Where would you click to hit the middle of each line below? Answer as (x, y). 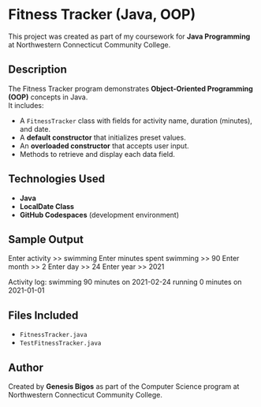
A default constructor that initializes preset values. (103, 137)
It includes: (26, 105)
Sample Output (46, 239)
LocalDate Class (47, 206)
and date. (35, 129)
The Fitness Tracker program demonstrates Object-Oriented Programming (131, 88)
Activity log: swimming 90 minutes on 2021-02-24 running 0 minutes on (125, 282)
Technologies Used (56, 179)
